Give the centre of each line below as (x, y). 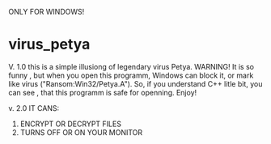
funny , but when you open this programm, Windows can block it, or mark (131, 75)
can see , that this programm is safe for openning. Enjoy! (103, 92)
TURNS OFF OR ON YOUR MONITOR (81, 132)
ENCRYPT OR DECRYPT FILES (70, 124)
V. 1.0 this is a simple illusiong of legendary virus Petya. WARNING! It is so (131, 66)
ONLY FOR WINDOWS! (47, 12)
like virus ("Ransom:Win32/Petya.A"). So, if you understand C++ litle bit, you (135, 83)
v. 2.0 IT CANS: (34, 108)
